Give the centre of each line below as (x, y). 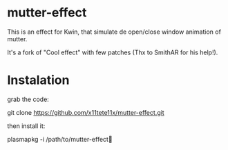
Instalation (38, 80)
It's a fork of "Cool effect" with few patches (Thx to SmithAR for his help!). (113, 52)
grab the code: (28, 99)
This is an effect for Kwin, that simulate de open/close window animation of (114, 32)
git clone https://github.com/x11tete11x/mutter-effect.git (86, 112)
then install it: (26, 126)
